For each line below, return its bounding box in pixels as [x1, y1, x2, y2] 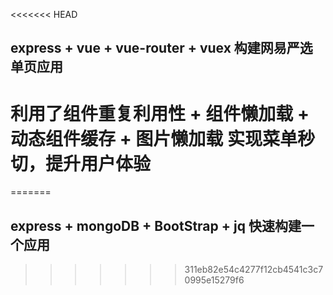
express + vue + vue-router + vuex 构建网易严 [10, 40, 300, 57]
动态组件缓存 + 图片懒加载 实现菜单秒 [10, 127, 315, 150]
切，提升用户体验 [10, 152, 152, 175]
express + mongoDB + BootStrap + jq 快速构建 [10, 217, 302, 234]
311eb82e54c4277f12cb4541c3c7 [184, 264, 324, 276]
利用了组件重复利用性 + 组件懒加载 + [10, 102, 310, 125]
